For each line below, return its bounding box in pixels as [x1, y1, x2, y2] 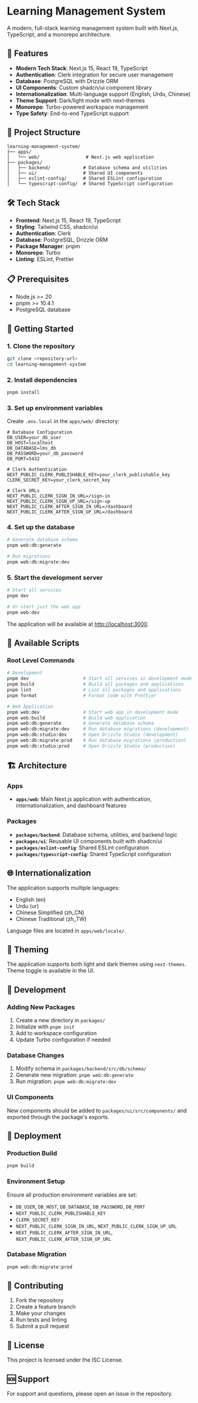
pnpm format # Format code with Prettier [7, 692, 157, 699]
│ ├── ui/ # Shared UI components [7, 170, 143, 176]
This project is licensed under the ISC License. [7, 1356, 123, 1364]
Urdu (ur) [15, 902, 39, 909]
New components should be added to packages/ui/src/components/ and [7, 1107, 187, 1114]
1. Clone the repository [7, 342, 75, 350]
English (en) [15, 895, 46, 903]
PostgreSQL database [15, 306, 71, 313]
